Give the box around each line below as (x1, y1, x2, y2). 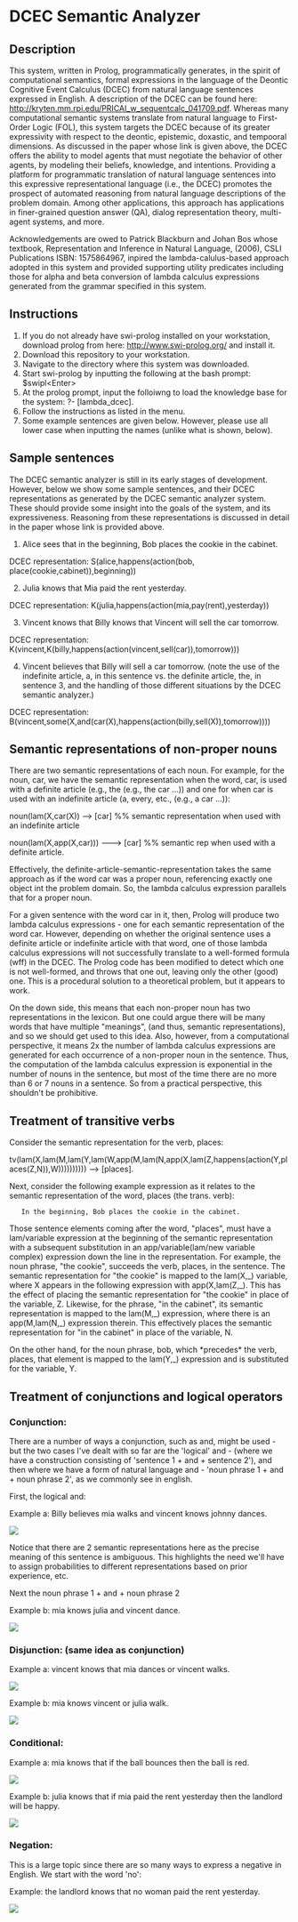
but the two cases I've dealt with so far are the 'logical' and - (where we (9, 1445, 273, 1456)
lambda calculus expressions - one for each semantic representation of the (9, 919, 285, 930)
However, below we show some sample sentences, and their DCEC (9, 483, 255, 495)
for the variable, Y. (9, 1363, 77, 1374)
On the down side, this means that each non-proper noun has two (9, 1002, 251, 1013)
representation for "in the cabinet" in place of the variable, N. (9, 1327, 233, 1338)
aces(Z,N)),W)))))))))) (9, 1163, 87, 1175)
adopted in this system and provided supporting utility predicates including (9, 262, 284, 272)
